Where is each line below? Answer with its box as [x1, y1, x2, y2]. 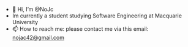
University [12, 19, 39, 25]
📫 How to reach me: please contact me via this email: [12, 25, 149, 33]
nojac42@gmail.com [12, 34, 64, 41]
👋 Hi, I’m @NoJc [12, 6, 54, 13]
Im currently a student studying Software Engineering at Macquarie [12, 12, 182, 19]
